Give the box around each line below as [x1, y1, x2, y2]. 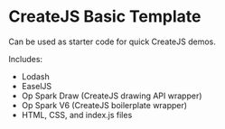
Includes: [8, 53, 42, 64]
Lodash [21, 70, 51, 82]
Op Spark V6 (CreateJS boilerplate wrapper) [21, 99, 187, 110]
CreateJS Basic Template [8, 6, 202, 27]
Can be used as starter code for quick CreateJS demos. [8, 36, 216, 47]
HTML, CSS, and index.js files [21, 109, 133, 120]
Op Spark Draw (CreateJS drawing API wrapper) [21, 90, 202, 101]
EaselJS [21, 80, 52, 91]
